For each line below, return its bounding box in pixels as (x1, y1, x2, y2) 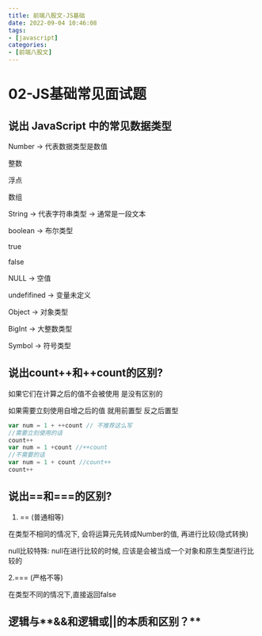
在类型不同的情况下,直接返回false (8, 589, 116, 599)
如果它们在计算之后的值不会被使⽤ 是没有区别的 (8, 389, 163, 398)
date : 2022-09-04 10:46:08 (8, 19, 97, 27)
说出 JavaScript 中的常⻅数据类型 (8, 119, 173, 132)
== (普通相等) (19, 512, 65, 522)
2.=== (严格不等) (8, 573, 63, 582)
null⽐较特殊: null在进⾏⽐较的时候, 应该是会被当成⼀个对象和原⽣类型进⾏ (8, 546, 248, 555)
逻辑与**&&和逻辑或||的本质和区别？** (8, 615, 202, 629)
